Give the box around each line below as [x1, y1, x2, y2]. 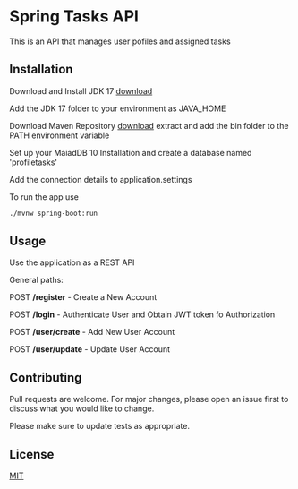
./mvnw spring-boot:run [9, 209, 98, 218]
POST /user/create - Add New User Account [9, 327, 175, 338]
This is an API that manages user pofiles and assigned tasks [9, 36, 231, 47]
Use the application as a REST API [9, 257, 135, 268]
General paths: [9, 275, 64, 286]
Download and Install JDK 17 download [9, 85, 153, 96]
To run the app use [9, 191, 79, 202]
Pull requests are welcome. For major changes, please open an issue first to [9, 394, 289, 405]
